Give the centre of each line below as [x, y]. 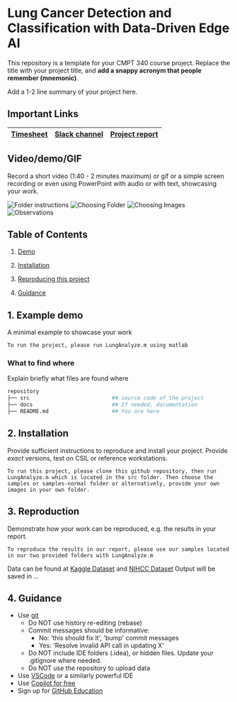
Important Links [43, 114]
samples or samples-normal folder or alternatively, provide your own [114, 483]
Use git [28, 615]
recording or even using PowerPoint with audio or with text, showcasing [112, 183]
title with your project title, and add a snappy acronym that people [104, 70]
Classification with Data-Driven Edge [118, 28]
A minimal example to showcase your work [70, 332]
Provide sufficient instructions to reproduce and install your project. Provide [117, 450]
